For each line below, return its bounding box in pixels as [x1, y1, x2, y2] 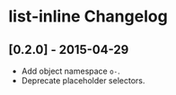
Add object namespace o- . [21, 65, 120, 76]
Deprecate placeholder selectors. [21, 75, 145, 86]
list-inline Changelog [8, 6, 168, 27]
